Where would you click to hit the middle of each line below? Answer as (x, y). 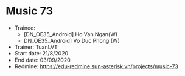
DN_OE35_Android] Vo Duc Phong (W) (72, 40)
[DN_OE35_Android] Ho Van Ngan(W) (71, 34)
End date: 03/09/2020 (42, 60)
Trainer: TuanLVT (36, 47)
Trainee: (25, 28)
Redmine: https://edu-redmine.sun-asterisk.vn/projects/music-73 (96, 66)
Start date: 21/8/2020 (41, 53)
